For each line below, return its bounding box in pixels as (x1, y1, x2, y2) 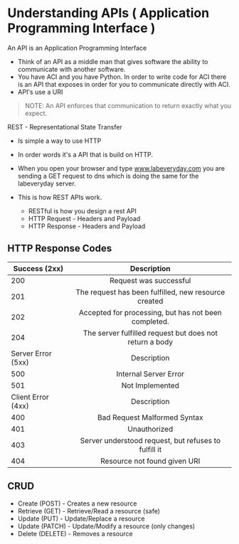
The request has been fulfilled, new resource (75, 287, 225, 297)
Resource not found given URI (100, 456, 201, 466)
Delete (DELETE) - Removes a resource (17, 529, 133, 538)
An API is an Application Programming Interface (7, 43, 147, 52)
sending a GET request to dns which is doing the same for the (17, 171, 199, 180)
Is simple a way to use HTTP (17, 137, 102, 145)
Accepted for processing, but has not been (78, 307, 222, 317)
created (137, 296, 164, 306)
